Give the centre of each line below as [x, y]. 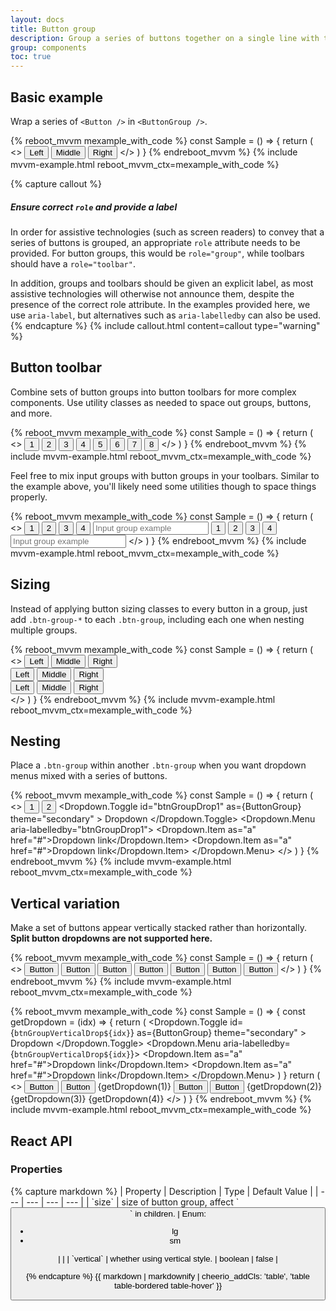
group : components [48, 47]
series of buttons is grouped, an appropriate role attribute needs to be [155, 242]
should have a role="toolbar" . [73, 263]
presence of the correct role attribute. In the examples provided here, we [160, 304]
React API [41, 1141]
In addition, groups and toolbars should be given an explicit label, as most [162, 283]
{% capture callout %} [56, 183]
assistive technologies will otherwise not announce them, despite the [152, 293]
